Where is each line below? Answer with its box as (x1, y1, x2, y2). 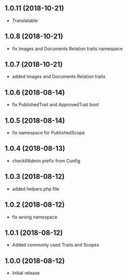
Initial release (12, 270, 40, 276)
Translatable (12, 17, 38, 23)
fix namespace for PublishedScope (12, 130, 85, 136)
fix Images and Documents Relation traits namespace (12, 45, 123, 52)
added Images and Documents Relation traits (12, 73, 106, 80)
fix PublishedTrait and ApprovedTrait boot (12, 102, 99, 108)
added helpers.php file (12, 185, 59, 192)
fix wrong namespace (12, 214, 57, 220)
